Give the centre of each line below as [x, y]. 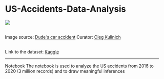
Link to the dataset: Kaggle [32, 52]
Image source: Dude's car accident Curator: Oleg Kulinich [63, 37]
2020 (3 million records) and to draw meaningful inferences [65, 71]
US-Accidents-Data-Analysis [65, 9]
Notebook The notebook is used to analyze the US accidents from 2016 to [79, 66]
